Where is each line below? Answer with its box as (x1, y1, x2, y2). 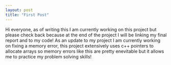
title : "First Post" (5, 12, 50, 17)
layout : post (5, 7, 33, 13)
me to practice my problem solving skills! (5, 53, 92, 59)
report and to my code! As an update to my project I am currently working (5, 37, 161, 44)
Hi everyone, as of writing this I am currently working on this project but (5, 26, 157, 32)
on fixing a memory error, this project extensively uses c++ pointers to (5, 42, 154, 49)
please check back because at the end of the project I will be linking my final (5, 32, 167, 38)
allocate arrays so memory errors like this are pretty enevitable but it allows (5, 48, 164, 54)
